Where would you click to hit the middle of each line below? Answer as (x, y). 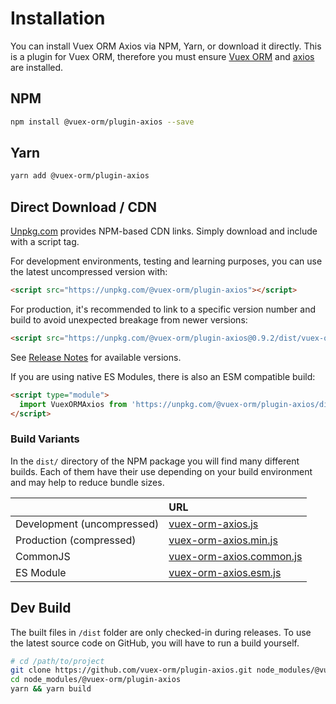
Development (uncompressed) (87, 524)
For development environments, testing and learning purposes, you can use (166, 261)
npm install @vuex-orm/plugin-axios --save (102, 122)
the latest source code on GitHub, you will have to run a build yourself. (155, 643)
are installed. (37, 67)
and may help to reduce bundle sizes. (87, 482)
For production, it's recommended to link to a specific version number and (163, 309)
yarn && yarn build (51, 689)
